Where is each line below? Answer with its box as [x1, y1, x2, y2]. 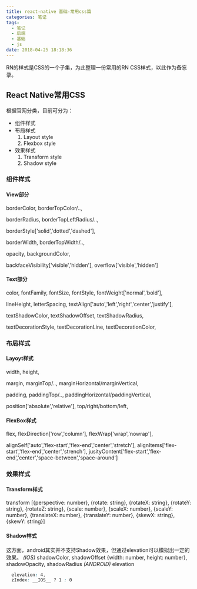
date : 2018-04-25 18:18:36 [6, 47, 72, 53]
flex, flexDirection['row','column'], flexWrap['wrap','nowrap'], [6, 431, 153, 438]
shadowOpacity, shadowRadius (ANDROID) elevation [6, 560, 135, 567]
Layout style [23, 133, 54, 140]
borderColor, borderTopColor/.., [6, 204, 82, 211]
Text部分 [6, 276, 28, 283]
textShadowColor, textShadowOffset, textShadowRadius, [6, 312, 144, 319]
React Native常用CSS [6, 90, 85, 100]
